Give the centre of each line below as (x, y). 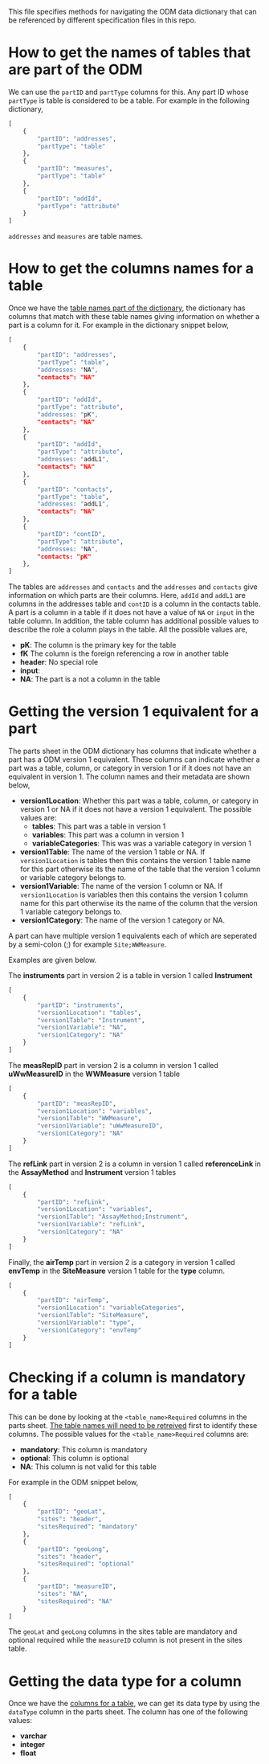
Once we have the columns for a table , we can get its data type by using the (134, 1704)
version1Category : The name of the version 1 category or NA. (122, 920)
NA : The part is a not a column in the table (90, 679)
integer (33, 1745)
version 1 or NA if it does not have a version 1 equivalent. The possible (136, 809)
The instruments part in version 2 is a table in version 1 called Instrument (130, 976)
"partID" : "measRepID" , (77, 1103)
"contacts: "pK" (64, 557)
